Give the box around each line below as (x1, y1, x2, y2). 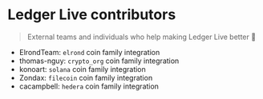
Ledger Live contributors (7, 6, 176, 24)
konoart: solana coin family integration (18, 64, 146, 73)
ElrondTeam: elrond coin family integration (18, 47, 160, 57)
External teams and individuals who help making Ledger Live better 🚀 (26, 32, 257, 42)
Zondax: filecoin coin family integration (18, 73, 153, 82)
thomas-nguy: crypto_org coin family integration (18, 56, 180, 65)
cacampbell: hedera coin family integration (18, 81, 160, 91)
